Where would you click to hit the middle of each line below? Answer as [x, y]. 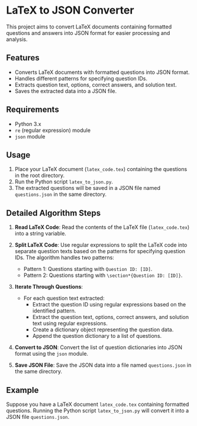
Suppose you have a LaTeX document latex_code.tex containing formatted [98, 404]
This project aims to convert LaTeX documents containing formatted [89, 27]
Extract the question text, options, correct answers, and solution [111, 317]
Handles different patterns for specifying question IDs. [81, 78]
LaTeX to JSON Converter [70, 10]
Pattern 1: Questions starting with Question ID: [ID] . [88, 269]
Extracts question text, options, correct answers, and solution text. [96, 85]
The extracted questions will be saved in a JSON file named [88, 188]
